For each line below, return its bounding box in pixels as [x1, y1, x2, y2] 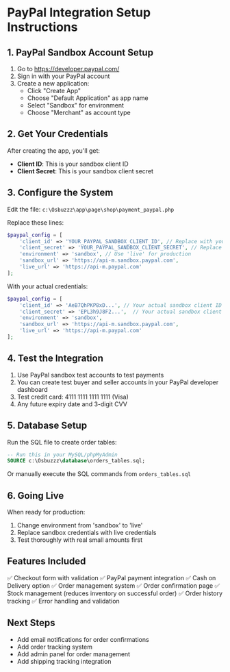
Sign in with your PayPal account [16, 72, 110, 80]
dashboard [16, 385, 48, 393]
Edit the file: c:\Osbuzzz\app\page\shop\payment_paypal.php [7, 205, 175, 213]
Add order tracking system [16, 643, 93, 651]
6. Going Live [7, 490, 64, 501]
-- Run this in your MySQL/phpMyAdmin [7, 451, 118, 458]
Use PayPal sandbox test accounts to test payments [16, 371, 164, 379]
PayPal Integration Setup [7, 5, 151, 21]
